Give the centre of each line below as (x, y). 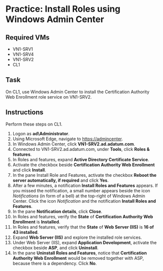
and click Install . (29, 170)
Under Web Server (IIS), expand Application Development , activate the (84, 242)
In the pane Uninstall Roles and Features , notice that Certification (80, 253)
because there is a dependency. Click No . (55, 263)
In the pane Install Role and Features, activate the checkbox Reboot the (84, 175)
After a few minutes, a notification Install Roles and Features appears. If (85, 185)
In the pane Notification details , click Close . (57, 211)
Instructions (24, 113)
